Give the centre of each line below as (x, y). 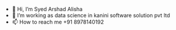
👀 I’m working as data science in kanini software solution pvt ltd (91, 15)
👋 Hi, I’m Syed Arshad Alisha (47, 9)
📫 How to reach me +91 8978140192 (58, 22)
